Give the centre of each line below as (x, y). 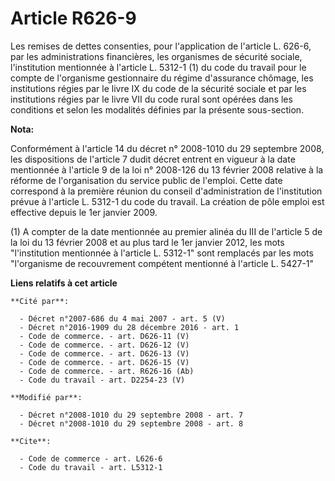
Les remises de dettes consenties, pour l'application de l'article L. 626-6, (161, 46)
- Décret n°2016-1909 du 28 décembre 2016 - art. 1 (129, 327)
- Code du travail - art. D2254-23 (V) (102, 380)
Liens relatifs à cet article (64, 283)
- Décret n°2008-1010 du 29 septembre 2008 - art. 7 (131, 415)
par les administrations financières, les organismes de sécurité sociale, (156, 56)
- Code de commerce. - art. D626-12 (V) (104, 345)
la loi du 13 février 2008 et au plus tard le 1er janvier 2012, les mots (147, 242)
